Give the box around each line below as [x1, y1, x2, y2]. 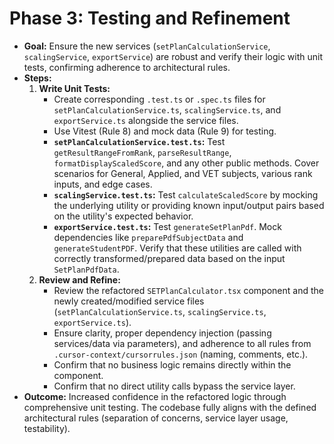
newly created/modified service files [53, 295, 205, 307]
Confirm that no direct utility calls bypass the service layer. [53, 380, 296, 392]
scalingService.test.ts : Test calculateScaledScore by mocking [53, 188, 319, 201]
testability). [23, 422, 71, 434]
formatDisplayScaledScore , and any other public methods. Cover [53, 157, 320, 169]
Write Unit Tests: [38, 82, 111, 94]
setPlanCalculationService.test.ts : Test [53, 135, 226, 147]
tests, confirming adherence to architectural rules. [23, 61, 231, 73]
